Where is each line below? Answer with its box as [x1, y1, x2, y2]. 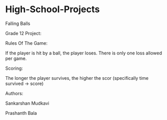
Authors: [5, 90, 23, 96]
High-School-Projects [5, 4, 100, 15]
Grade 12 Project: [5, 30, 42, 36]
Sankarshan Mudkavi [5, 100, 49, 106]
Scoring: [5, 65, 23, 71]
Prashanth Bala [5, 110, 37, 116]
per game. [5, 55, 27, 62]
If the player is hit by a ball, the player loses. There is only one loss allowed [5, 50, 162, 56]
